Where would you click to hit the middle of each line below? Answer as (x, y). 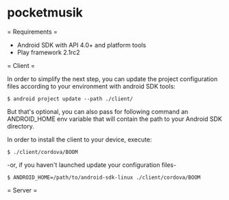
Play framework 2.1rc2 (48, 52)
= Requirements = (33, 32)
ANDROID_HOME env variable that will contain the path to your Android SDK (115, 119)
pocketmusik (45, 13)
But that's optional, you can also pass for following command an (98, 111)
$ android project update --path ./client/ (70, 99)
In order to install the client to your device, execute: (80, 140)
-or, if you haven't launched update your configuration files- (92, 165)
